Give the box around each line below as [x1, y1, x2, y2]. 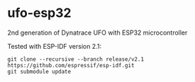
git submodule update [7, 68, 72, 75]
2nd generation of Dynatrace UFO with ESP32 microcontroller [7, 28, 188, 37]
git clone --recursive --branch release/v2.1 [7, 55, 144, 63]
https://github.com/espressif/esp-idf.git [7, 61, 135, 69]
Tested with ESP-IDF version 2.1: [7, 42, 101, 50]
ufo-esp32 [7, 5, 72, 21]
